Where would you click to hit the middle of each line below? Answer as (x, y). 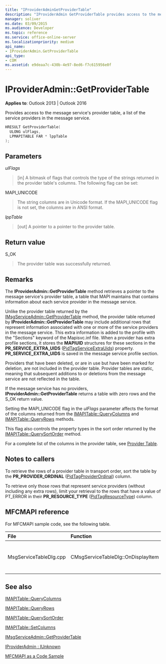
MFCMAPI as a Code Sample (35, 656)
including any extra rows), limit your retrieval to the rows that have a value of (83, 491)
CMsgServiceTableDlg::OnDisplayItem (115, 557)
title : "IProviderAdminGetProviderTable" (48, 10)
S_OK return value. (24, 399)
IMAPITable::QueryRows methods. (40, 419)
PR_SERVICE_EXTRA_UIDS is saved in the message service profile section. (82, 354)
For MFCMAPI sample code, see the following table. (58, 524)
